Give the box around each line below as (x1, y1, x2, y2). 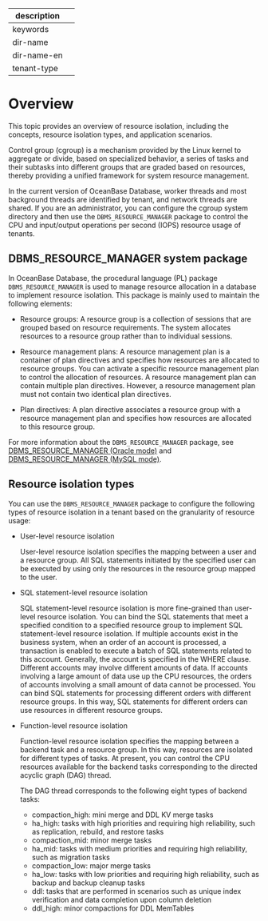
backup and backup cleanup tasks (31, 878, 145, 887)
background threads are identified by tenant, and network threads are (8, 194, 238, 204)
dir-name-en (12, 50, 64, 61)
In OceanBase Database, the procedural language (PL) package (8, 273, 218, 282)
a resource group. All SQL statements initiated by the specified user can (19, 555, 257, 565)
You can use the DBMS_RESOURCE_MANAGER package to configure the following (8, 499, 255, 508)
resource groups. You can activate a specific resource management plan (19, 363, 259, 373)
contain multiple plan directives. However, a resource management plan (19, 380, 256, 390)
